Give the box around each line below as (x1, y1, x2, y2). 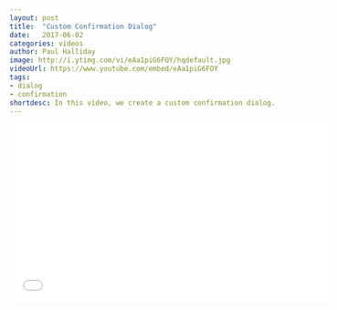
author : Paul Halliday (9, 47, 96, 57)
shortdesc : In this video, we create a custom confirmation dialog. (9, 98, 276, 108)
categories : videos (9, 38, 84, 48)
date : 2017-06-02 (9, 30, 84, 39)
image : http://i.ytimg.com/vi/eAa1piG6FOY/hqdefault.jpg (9, 56, 231, 65)
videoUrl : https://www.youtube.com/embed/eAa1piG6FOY (9, 65, 219, 74)
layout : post (9, 13, 59, 23)
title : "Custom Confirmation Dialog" (9, 22, 157, 31)
